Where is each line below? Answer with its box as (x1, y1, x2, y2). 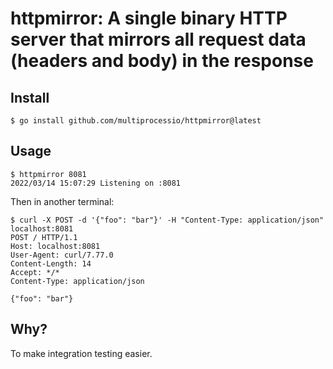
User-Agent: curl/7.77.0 (10, 250, 114, 260)
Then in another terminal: (10, 195, 115, 207)
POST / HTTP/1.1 (10, 232, 78, 242)
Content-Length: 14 (10, 258, 92, 269)
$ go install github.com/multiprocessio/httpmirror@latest (10, 116, 262, 126)
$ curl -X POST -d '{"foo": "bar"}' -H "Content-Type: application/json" (10, 215, 325, 225)
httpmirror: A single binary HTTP (10, 7, 288, 30)
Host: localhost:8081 (10, 241, 101, 251)
